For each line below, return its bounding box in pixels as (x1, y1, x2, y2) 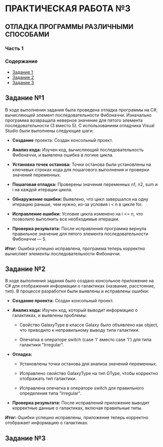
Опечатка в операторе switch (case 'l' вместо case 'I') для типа (19, 337, 152, 342)
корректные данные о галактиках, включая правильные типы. (12, 405, 143, 411)
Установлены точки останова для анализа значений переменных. (19, 361, 158, 367)
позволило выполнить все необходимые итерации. (12, 216, 120, 222)
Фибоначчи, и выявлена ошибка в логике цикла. (12, 152, 114, 158)
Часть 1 (5, 45, 23, 52)
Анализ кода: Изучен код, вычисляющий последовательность (12, 147, 144, 153)
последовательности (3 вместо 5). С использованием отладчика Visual (5, 122, 155, 128)
